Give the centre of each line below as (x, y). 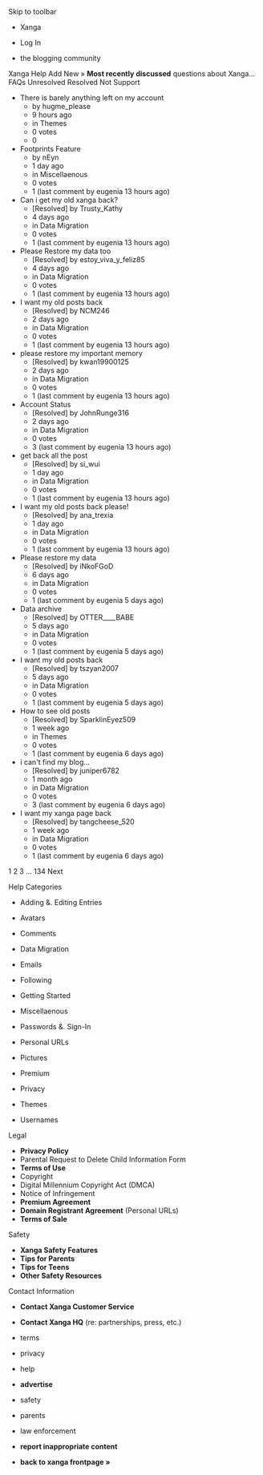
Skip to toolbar (32, 12)
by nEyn (45, 157)
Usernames (39, 1120)
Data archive (41, 609)
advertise (36, 1384)
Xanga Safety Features (59, 1250)
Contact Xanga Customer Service (77, 1307)
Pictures (34, 1058)
